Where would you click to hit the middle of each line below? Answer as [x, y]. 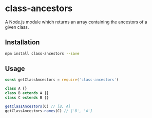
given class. [17, 27]
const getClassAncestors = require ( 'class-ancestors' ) [62, 80]
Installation [22, 42]
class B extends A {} [27, 93]
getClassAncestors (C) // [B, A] [38, 106]
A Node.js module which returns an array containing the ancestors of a [76, 22]
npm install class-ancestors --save [42, 53]
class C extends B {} [27, 98]
